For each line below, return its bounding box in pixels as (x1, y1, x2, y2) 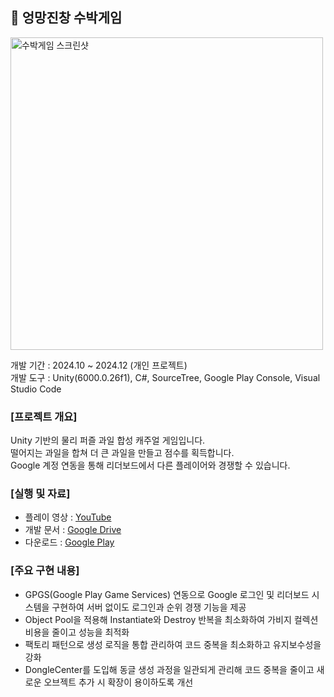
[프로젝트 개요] (10, 409, 78, 423)
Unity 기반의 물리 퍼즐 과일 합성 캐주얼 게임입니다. (10, 434, 206, 447)
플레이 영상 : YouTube (24, 511, 112, 523)
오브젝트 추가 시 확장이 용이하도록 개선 (43, 676, 194, 688)
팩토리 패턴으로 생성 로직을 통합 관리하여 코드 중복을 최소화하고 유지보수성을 (24, 638, 322, 650)
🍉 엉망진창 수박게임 (10, 9, 123, 27)
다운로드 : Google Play (24, 536, 115, 548)
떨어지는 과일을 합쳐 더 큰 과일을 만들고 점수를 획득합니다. (10, 447, 235, 459)
